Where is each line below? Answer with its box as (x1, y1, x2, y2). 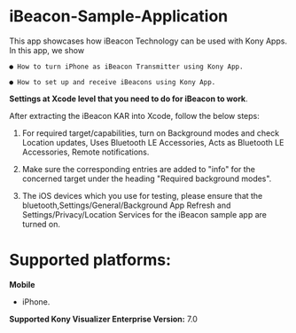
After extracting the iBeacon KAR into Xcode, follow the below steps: (9, 110, 260, 121)
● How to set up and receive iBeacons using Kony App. (9, 77, 216, 86)
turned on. (21, 218, 60, 229)
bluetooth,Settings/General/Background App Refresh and (21, 200, 231, 210)
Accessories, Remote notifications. (21, 147, 150, 157)
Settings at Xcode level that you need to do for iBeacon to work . (9, 93, 248, 104)
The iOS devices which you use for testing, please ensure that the (21, 190, 263, 201)
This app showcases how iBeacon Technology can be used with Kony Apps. (9, 36, 288, 46)
